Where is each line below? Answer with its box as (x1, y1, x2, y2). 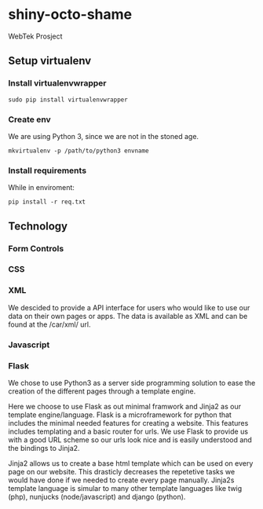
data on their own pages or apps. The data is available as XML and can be (8, 311, 248, 320)
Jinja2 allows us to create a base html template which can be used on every (8, 458, 254, 468)
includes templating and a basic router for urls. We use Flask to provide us (8, 427, 249, 436)
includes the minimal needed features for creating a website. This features (8, 418, 249, 427)
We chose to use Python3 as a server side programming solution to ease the (8, 378, 256, 387)
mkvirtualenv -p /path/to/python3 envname (8, 147, 149, 155)
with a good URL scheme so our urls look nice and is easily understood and (8, 434, 253, 445)
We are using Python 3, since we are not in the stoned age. (8, 131, 199, 141)
